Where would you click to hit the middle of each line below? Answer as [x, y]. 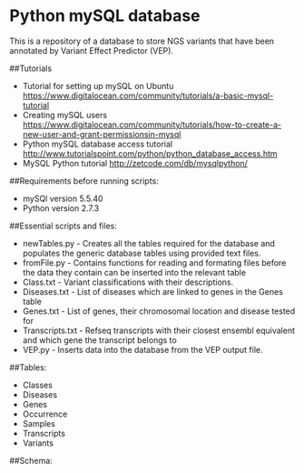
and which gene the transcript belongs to [99, 340]
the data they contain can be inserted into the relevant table [134, 272]
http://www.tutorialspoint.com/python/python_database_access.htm [150, 153]
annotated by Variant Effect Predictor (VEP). [92, 50]
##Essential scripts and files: [64, 226]
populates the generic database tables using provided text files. [142, 253]
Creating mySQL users [64, 115]
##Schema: [31, 460]
